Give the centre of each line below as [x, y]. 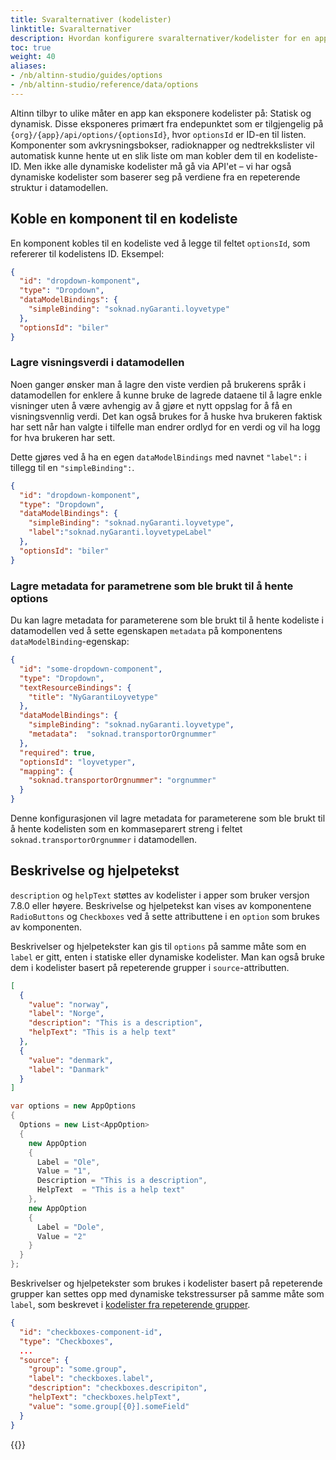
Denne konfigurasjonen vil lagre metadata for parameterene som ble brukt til [168, 818]
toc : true [31, 47]
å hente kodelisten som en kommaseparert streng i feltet [126, 829]
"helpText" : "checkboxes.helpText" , [105, 1397]
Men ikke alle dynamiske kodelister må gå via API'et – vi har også [157, 166]
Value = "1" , [64, 1171]
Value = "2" [61, 1236]
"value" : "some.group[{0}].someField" [109, 1406]
